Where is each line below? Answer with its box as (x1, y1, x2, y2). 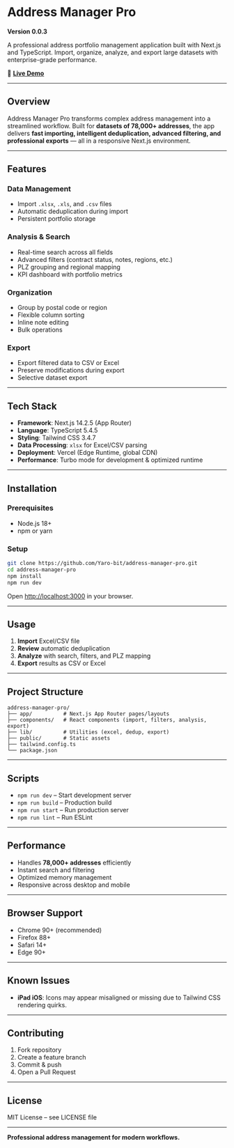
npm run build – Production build (17, 798, 112, 807)
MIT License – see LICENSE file (7, 1113, 97, 1122)
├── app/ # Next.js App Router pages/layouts (7, 711, 170, 717)
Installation (7, 482, 57, 495)
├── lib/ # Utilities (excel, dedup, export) (7, 729, 170, 736)
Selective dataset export (17, 373, 88, 382)
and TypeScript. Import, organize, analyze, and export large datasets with (7, 48, 218, 56)
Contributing (7, 1027, 64, 1039)
